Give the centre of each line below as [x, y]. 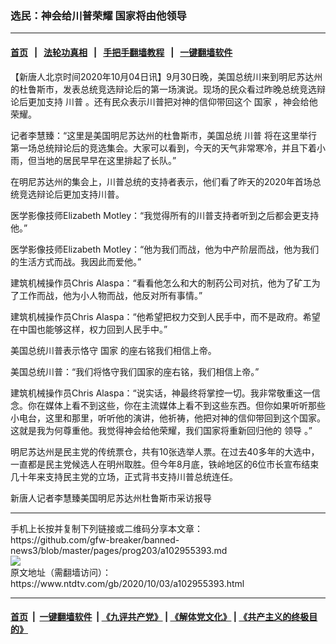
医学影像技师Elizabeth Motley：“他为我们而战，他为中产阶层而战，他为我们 [165, 249]
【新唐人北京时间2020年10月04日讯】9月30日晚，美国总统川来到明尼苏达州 [166, 76]
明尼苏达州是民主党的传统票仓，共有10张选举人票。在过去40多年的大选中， [165, 451]
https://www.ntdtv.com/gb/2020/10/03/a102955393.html [127, 583]
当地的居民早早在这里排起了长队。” [106, 160]
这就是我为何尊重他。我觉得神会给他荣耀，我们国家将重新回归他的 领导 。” [161, 430]
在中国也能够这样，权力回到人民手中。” [89, 329]
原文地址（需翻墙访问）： [61, 572]
